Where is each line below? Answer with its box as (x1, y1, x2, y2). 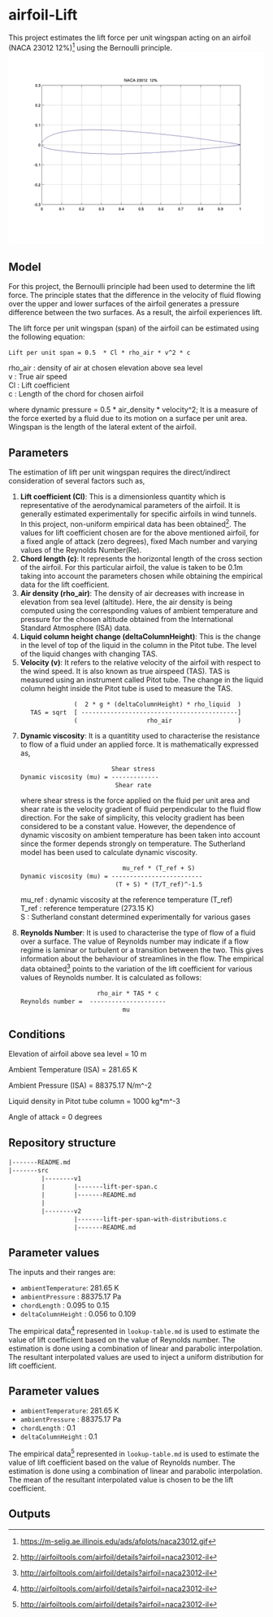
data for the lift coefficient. (19, 580, 110, 589)
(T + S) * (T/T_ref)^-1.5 (115, 880, 203, 888)
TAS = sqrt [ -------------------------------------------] (29, 708, 242, 716)
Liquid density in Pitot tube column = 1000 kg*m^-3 (8, 1097, 180, 1106)
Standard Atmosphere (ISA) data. (19, 623, 132, 633)
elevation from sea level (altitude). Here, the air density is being (19, 597, 233, 607)
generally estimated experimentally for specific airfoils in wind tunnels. (19, 509, 258, 519)
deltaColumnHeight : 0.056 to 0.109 (19, 1308, 136, 1318)
